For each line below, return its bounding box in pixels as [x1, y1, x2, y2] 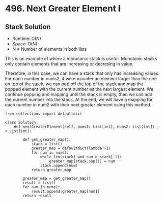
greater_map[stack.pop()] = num [49, 159, 115, 164]
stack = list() [31, 141, 63, 146]
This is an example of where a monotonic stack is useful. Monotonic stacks [5, 56, 157, 62]
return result [23, 193, 52, 198]
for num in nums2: [31, 150, 69, 155]
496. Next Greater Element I [5, 3, 121, 14]
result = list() [23, 180, 56, 185]
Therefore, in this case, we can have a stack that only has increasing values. [5, 70, 160, 76]
